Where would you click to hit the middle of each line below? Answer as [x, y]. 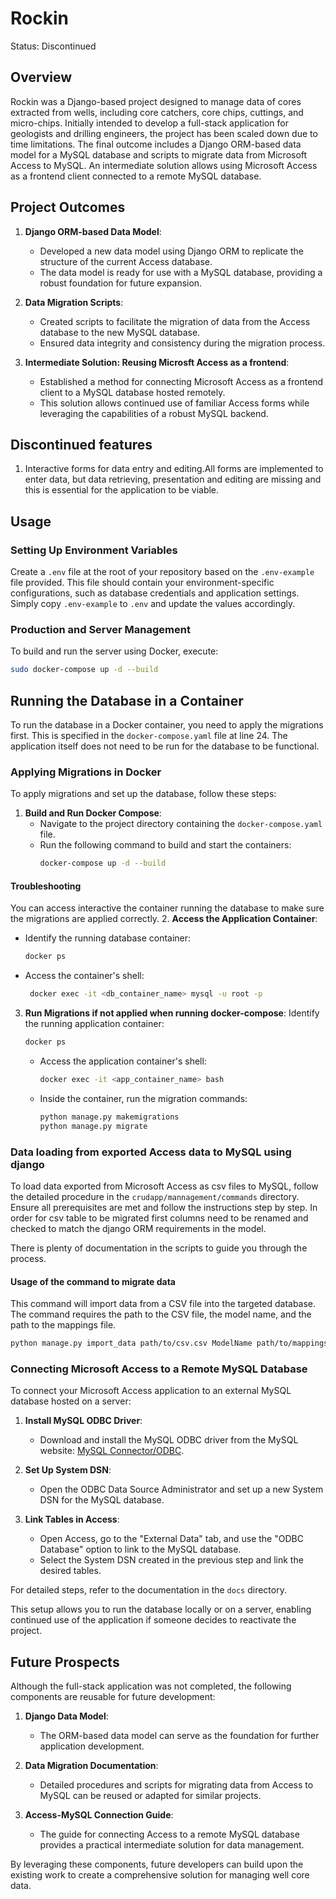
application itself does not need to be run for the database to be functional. [165, 746]
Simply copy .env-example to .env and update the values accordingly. [153, 604]
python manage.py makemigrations [109, 1117]
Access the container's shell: [84, 976]
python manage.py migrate [93, 1126]
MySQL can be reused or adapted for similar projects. [150, 1796]
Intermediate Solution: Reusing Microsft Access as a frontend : [157, 362]
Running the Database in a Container [127, 700]
